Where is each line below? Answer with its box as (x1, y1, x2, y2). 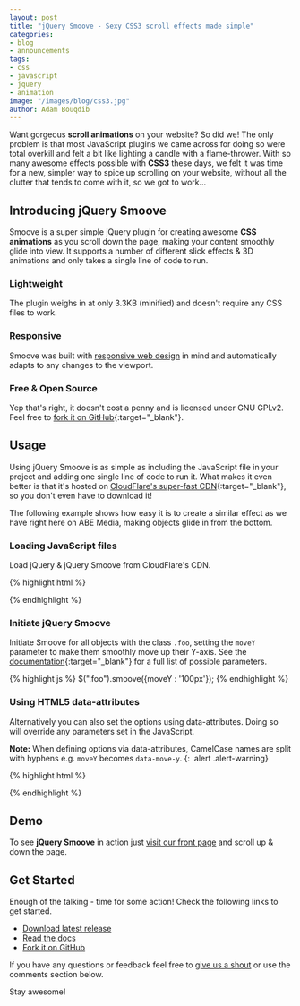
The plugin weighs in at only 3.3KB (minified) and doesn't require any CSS (9, 297, 283, 309)
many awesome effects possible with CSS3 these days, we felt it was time (9, 158, 284, 168)
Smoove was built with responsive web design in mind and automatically (9, 350, 278, 361)
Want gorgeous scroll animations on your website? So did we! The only (9, 129, 275, 140)
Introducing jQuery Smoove (9, 202, 167, 218)
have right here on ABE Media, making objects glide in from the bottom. (9, 517, 273, 528)
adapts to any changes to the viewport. (9, 359, 154, 370)
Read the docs (21, 933, 76, 943)
